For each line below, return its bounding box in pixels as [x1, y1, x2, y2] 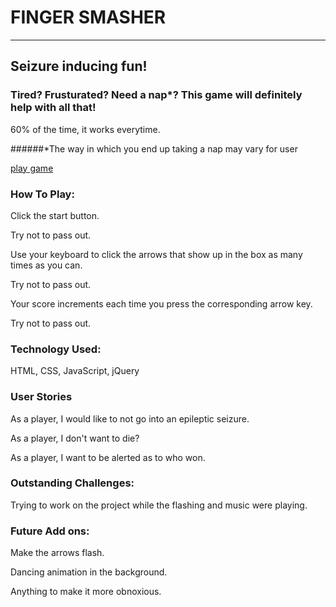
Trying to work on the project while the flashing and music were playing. [10, 499, 308, 511]
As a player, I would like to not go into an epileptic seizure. [10, 412, 250, 425]
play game [10, 162, 54, 174]
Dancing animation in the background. [10, 566, 168, 578]
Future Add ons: [10, 524, 90, 538]
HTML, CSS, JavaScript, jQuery [10, 365, 140, 377]
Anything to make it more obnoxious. [10, 586, 162, 598]
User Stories [10, 390, 73, 404]
